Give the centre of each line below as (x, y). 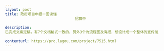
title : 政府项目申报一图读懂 (31, 14)
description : (18, 28)
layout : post (18, 9)
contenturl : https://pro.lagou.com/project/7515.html (61, 41)
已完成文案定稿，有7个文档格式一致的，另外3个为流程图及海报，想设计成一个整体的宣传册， (83, 32)
